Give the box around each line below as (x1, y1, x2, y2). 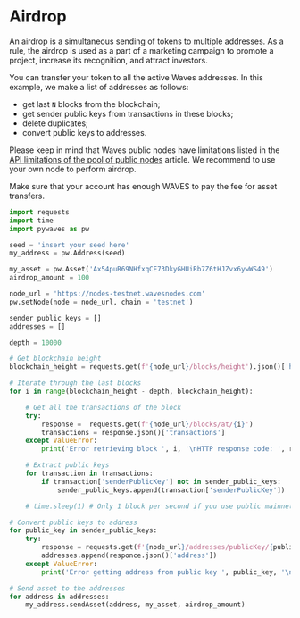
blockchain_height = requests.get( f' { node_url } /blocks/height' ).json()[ (9, 363, 286, 372)
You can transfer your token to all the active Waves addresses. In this (9, 71, 263, 82)
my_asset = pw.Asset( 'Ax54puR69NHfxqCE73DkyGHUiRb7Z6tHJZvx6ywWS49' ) (9, 265, 274, 274)
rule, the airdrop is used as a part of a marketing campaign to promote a (9, 45, 274, 55)
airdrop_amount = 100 (9, 273, 90, 282)
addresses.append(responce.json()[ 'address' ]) (41, 551, 218, 560)
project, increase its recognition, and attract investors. (9, 54, 208, 65)
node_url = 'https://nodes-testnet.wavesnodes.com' (9, 289, 205, 298)
